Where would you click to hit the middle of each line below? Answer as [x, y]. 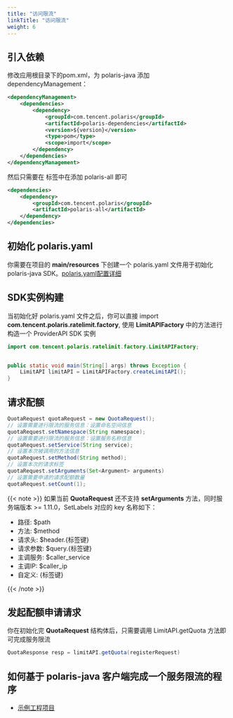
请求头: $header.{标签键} [53, 539]
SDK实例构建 [36, 298]
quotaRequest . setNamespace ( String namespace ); [76, 432]
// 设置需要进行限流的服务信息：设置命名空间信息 [69, 425]
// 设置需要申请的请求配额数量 [46, 477]
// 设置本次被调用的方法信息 [44, 451]
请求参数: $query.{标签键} [55, 548]
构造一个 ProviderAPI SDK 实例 [52, 333]
